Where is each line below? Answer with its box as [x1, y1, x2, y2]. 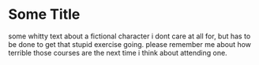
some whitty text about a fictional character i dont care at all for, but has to [8, 31, 251, 41]
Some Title [8, 5, 81, 23]
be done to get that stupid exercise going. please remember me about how [8, 39, 251, 49]
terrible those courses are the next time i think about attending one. [8, 48, 227, 57]
